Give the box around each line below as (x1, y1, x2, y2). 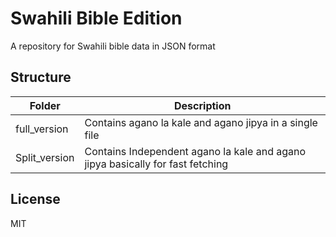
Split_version (15, 150, 75, 164)
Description (174, 98, 232, 112)
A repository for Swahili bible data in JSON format (10, 40, 216, 52)
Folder (29, 98, 61, 112)
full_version (15, 122, 69, 136)
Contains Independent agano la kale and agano (84, 144, 307, 158)
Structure (10, 69, 72, 86)
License (10, 191, 61, 208)
